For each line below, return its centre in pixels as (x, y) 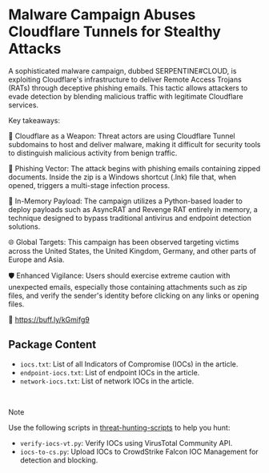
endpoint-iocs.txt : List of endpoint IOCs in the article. (110, 372)
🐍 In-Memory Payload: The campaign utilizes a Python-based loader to (125, 201)
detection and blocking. (59, 460)
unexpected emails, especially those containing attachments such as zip (128, 287)
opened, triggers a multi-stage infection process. (89, 185)
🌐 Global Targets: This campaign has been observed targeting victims (124, 242)
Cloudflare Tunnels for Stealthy (115, 32)
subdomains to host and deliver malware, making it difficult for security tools (134, 144)
